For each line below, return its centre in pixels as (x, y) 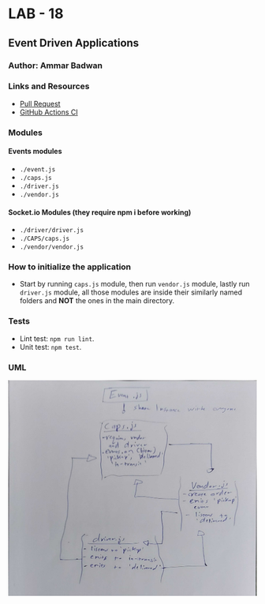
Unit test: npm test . (50, 347)
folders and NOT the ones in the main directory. (97, 301)
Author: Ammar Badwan (55, 66)
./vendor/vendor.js (52, 247)
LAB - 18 (36, 14)
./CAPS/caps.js (45, 239)
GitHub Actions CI (49, 112)
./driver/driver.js (52, 231)
